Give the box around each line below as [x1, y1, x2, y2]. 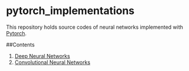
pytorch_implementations [6, 4, 135, 18]
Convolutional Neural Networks [14, 59, 91, 66]
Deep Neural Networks [14, 52, 70, 59]
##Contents [6, 41, 35, 48]
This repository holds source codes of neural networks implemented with [6, 23, 184, 31]
